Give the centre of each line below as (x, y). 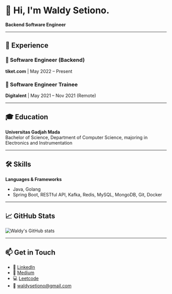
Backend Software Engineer (36, 25)
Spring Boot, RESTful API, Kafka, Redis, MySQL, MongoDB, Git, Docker (87, 194)
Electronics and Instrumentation (39, 143)
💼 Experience (27, 46)
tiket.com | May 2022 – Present (39, 71)
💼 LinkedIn (24, 267)
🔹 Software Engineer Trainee (41, 84)
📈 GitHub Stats (30, 216)
